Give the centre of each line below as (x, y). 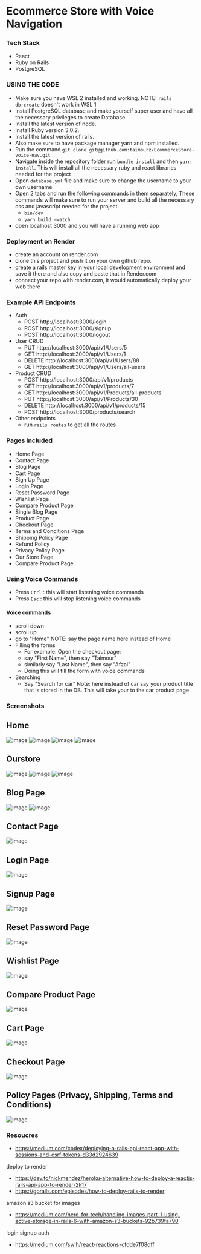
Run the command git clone (51, 149)
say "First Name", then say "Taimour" (70, 658)
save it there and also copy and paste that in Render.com (86, 274)
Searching (28, 677)
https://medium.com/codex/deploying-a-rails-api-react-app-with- (97, 1149)
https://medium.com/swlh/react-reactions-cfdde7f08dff (85, 1245)
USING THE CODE (33, 85)
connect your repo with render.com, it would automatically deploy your (103, 280)
